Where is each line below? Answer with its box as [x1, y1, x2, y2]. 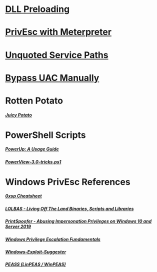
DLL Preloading [5, 3, 70, 15]
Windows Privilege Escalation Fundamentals [5, 236, 101, 242]
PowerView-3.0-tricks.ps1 [5, 158, 61, 164]
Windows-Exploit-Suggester [5, 248, 66, 254]
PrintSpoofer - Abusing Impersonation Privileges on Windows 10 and [5, 218, 152, 224]
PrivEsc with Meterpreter [5, 26, 111, 38]
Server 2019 [5, 223, 31, 229]
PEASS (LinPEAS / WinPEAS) [5, 261, 66, 267]
